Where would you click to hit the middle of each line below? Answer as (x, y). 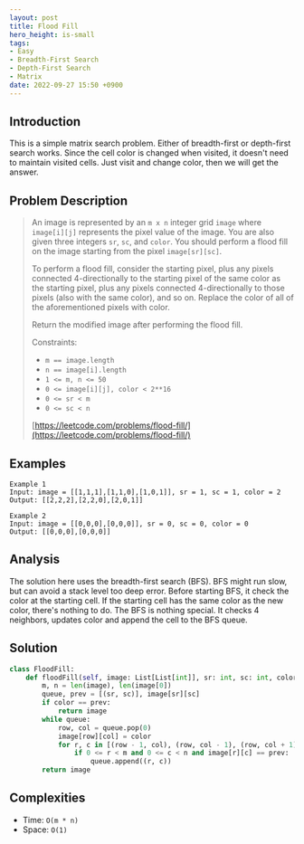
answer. (24, 172)
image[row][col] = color (104, 736)
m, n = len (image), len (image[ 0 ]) (107, 686)
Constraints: (54, 342)
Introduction (45, 122)
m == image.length (80, 361)
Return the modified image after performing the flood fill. (137, 325)
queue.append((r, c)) (131, 762)
